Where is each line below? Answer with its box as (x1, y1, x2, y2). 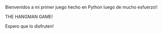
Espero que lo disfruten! (5, 23, 54, 29)
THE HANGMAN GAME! (5, 14, 53, 19)
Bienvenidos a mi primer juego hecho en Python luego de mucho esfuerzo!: (5, 4, 159, 10)
